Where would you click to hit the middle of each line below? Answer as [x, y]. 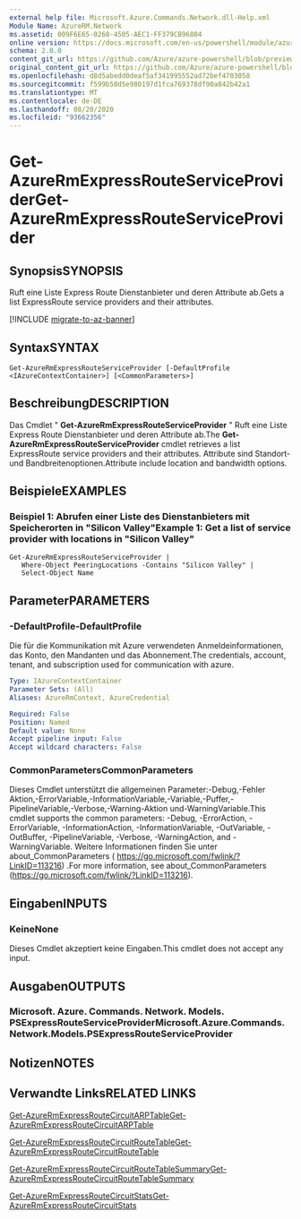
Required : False [39, 714]
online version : [39, 43]
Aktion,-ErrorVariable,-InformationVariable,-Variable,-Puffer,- [122, 799]
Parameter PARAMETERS [80, 601]
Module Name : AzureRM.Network [66, 26]
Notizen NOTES [52, 1063]
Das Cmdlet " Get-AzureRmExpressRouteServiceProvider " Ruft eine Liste [149, 425]
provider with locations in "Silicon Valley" [102, 539]
